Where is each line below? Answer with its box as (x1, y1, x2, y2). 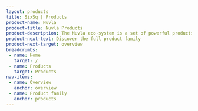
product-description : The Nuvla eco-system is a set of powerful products (6, 31, 194, 36)
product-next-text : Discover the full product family (6, 36, 141, 42)
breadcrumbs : (6, 47, 38, 53)
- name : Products (8, 63, 51, 69)
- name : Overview (8, 80, 51, 86)
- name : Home (8, 52, 41, 58)
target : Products (14, 69, 57, 75)
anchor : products (14, 96, 57, 102)
